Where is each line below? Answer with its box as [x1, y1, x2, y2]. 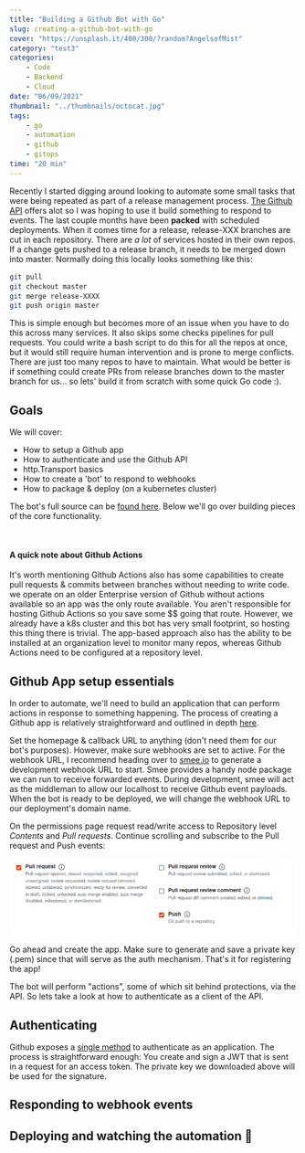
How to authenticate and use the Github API [22, 454, 188, 465]
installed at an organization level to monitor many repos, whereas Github [9, 638, 282, 649]
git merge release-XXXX [9, 291, 100, 301]
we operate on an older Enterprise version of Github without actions [9, 589, 265, 600]
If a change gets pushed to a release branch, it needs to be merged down [9, 243, 286, 255]
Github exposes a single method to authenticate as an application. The [9, 1042, 275, 1053]
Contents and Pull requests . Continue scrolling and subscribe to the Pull [9, 830, 280, 841]
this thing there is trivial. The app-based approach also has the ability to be [9, 628, 292, 639]
